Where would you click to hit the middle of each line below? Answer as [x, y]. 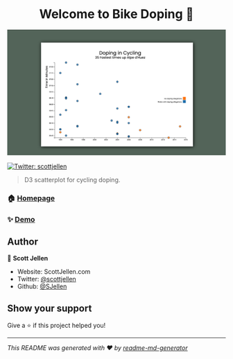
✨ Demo [21, 219]
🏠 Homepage [31, 198]
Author [23, 242]
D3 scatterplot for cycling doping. [72, 179]
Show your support [50, 308]
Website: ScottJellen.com [54, 272]
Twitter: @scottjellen [46, 279]
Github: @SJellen [42, 286]
